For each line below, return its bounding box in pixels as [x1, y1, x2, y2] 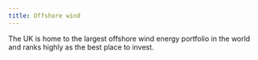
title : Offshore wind [8, 11, 81, 20]
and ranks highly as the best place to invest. [8, 42, 154, 52]
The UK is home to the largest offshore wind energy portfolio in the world [8, 34, 251, 43]
